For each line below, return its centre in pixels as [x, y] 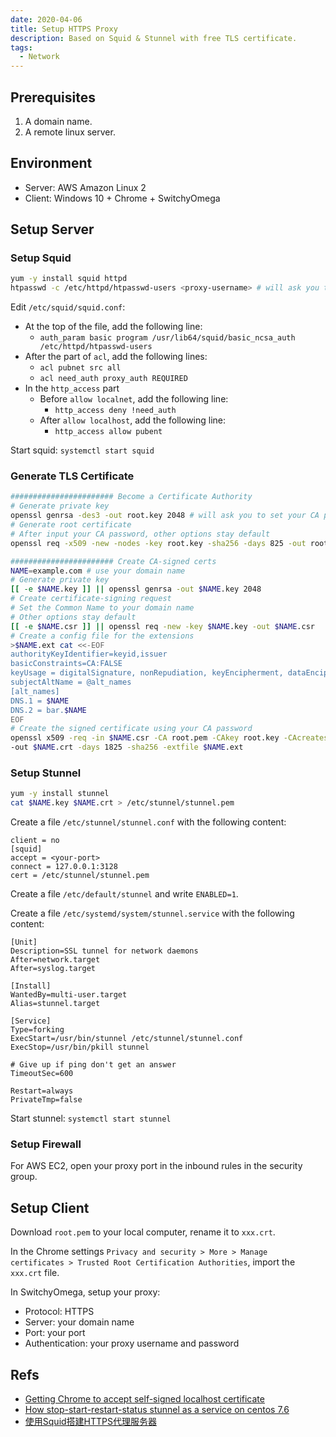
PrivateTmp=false [46, 1100]
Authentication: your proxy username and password [132, 1343]
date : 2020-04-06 [46, 19]
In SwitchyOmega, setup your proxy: [85, 1292]
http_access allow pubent [108, 432]
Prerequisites [53, 97]
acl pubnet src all [80, 368]
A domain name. [58, 121]
